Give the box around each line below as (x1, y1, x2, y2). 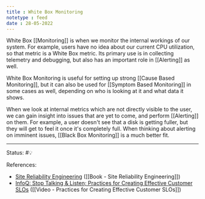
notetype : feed (6, 15, 48, 21)
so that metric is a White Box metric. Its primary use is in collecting (6, 50, 174, 57)
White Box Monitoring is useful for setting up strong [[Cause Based (6, 74, 175, 82)
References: (6, 161, 37, 169)
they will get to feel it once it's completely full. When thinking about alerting (6, 125, 196, 133)
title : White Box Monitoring (6, 9, 84, 15)
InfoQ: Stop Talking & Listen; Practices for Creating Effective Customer (15, 180, 193, 187)
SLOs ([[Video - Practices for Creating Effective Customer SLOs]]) (15, 186, 182, 194)
